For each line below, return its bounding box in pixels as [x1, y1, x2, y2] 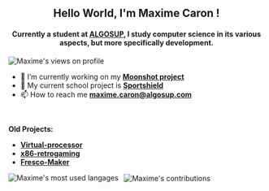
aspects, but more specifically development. [59, 37, 214, 47]
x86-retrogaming [20, 148, 80, 158]
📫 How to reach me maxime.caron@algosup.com [20, 89, 193, 99]
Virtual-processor [20, 140, 83, 150]
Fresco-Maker [20, 157, 70, 167]
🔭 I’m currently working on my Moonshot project [20, 72, 184, 81]
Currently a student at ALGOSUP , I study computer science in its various [11, 28, 262, 39]
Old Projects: [8, 124, 54, 133]
